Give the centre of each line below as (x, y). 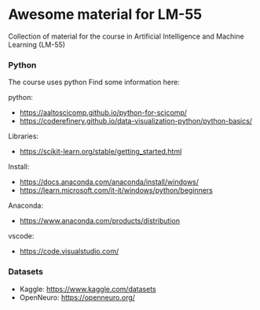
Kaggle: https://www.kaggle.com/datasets (88, 289)
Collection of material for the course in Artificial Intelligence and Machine (126, 36)
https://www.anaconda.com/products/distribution (100, 221)
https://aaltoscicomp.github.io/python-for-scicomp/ (103, 113)
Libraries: (24, 136)
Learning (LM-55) (37, 44)
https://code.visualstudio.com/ (69, 251)
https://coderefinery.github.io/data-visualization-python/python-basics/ (136, 121)
